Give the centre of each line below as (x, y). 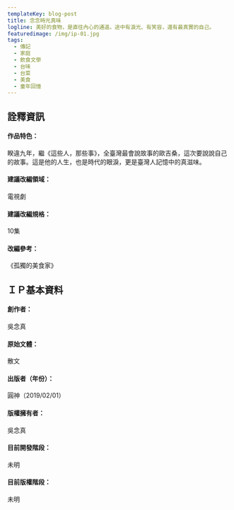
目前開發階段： (29, 448)
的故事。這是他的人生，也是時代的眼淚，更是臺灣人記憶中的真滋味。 (106, 162)
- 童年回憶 (28, 86)
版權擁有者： (26, 413)
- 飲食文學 (28, 60)
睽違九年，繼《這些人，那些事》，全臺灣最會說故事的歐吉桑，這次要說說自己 (117, 153)
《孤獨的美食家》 (32, 265)
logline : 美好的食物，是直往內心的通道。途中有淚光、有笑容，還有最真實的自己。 (111, 27)
